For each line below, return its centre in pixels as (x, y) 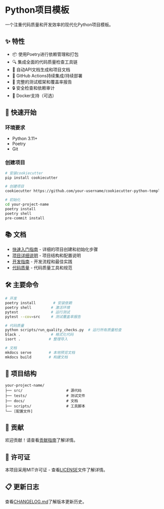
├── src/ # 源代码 (43, 390)
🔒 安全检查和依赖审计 (33, 88)
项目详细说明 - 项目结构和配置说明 (47, 256)
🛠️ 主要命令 (22, 285)
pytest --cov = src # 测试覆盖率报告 (43, 316)
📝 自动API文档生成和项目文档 (41, 70)
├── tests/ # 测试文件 (45, 396)
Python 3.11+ (25, 139)
